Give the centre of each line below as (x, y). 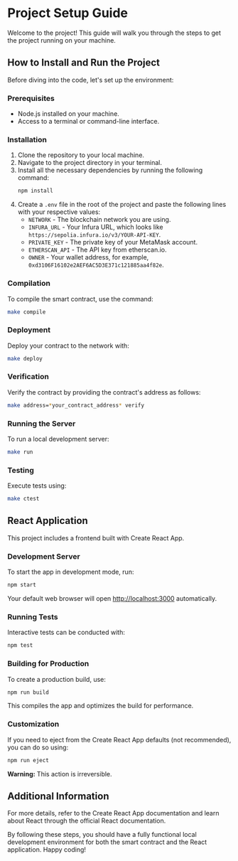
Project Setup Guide (68, 13)
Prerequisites (31, 98)
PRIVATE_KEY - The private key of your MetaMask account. (113, 242)
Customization (33, 724)
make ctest (23, 499)
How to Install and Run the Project (83, 63)
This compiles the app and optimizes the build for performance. (101, 706)
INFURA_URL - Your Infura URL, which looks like (96, 227)
